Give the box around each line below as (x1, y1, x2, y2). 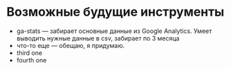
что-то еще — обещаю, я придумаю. (16, 41, 125, 49)
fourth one (16, 56, 47, 64)
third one (16, 49, 43, 57)
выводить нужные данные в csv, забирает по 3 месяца (16, 34, 180, 42)
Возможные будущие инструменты (6, 4, 225, 20)
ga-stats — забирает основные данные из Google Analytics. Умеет (16, 27, 212, 35)
